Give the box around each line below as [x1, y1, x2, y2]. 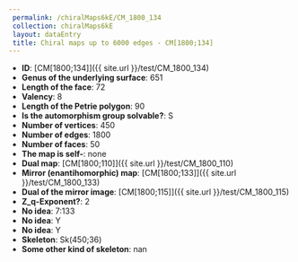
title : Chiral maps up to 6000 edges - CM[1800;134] [12, 38, 215, 48]
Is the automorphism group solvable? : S [21, 110, 174, 121]
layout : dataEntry [12, 30, 82, 39]
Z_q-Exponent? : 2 [21, 196, 91, 207]
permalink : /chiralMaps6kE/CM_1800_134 [12, 13, 162, 22]
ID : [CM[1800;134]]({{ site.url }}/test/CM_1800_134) [21, 63, 210, 74]
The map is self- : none [21, 149, 107, 160]
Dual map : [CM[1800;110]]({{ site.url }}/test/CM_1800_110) [21, 158, 234, 169]
